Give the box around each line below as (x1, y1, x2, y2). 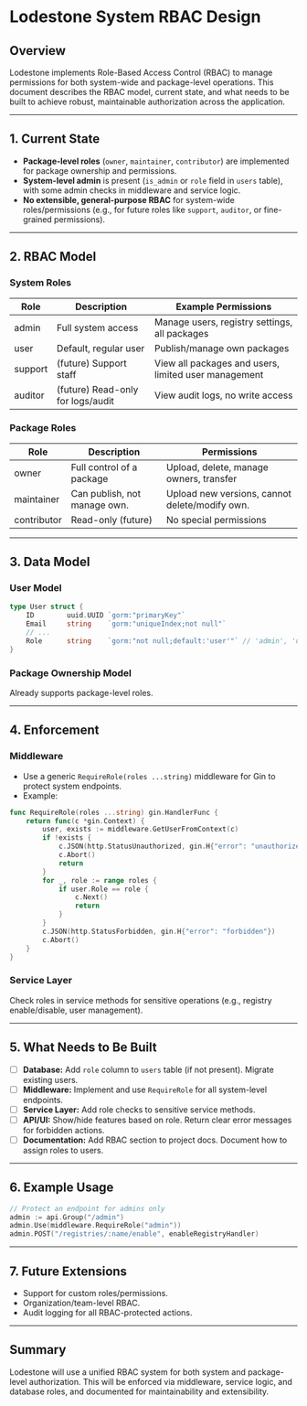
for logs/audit (56, 394, 114, 407)
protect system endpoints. (22, 780, 122, 791)
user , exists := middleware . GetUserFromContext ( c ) (42, 825, 239, 834)
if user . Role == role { (58, 885, 149, 894)
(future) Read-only (56, 382, 139, 395)
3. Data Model (9, 554, 90, 570)
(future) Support (56, 357, 127, 370)
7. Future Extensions (9, 1263, 128, 1279)
